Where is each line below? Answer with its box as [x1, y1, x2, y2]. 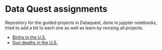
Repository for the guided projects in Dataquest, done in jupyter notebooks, [5, 20, 158, 25]
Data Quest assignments [5, 3, 108, 15]
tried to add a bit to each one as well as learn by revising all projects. [5, 25, 143, 30]
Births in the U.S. [12, 34, 46, 40]
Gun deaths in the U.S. [12, 39, 58, 45]
